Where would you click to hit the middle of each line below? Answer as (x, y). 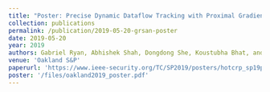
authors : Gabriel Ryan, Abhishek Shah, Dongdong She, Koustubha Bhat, (129, 53)
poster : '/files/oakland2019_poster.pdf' (79, 75)
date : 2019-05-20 (37, 38)
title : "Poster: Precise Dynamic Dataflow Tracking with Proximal (122, 16)
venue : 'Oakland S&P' (45, 61)
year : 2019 (27, 46)
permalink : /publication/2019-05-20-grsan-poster (93, 30)
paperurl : (25, 68)
